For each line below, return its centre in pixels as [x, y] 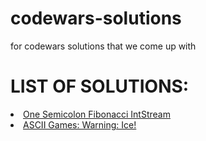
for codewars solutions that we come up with [103, 46]
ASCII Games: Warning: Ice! [80, 124]
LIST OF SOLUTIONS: [100, 86]
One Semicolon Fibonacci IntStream [97, 114]
